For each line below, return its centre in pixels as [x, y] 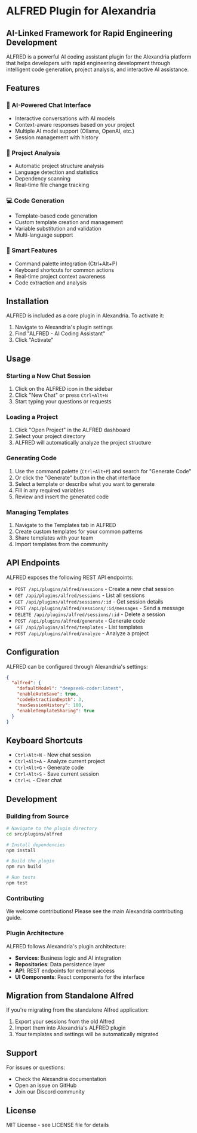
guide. [14, 918]
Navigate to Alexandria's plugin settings [64, 327]
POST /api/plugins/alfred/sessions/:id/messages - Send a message [99, 608]
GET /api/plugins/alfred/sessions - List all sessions [80, 595]
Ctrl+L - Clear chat [38, 780]
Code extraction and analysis [51, 283]
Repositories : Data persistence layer [60, 964]
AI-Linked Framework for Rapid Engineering [90, 33]
